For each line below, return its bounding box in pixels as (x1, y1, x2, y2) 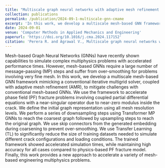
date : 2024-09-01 (5, 26, 41, 30)
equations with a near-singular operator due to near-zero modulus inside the (5, 99, 160, 106)
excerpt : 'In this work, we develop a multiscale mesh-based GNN (5, 21, 141, 26)
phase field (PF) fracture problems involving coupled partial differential (5, 94, 148, 100)
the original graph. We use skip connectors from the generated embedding (5, 120, 157, 126)
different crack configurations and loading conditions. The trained (5, 136, 138, 142)
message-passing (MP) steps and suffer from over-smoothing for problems (5, 68, 158, 74)
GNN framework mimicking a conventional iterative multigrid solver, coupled (5, 79, 160, 84)
